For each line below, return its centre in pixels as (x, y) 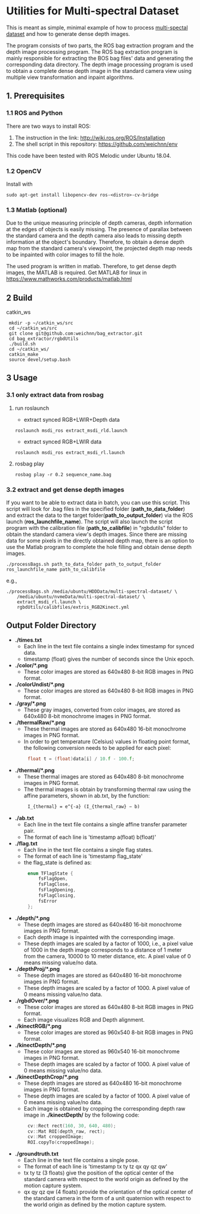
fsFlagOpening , (57, 890)
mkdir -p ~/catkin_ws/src (41, 323)
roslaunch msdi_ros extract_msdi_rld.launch (71, 430)
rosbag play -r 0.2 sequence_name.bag (63, 474)
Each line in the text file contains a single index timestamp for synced (109, 646)
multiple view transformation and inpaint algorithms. (70, 77)
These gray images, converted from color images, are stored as (102, 710)
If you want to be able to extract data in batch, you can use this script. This (98, 502)
